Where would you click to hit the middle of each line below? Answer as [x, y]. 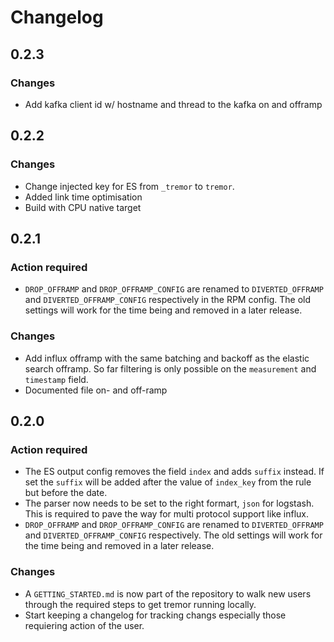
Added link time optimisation [83, 197]
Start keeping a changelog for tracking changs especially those [155, 615]
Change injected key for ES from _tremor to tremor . [129, 186]
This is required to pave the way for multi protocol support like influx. [167, 514]
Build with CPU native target [83, 207]
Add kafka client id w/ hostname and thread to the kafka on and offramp [173, 104]
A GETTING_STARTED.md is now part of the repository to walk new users [168, 593]
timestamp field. [56, 379]
